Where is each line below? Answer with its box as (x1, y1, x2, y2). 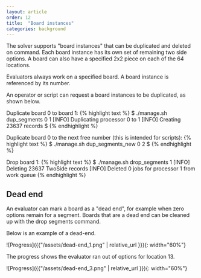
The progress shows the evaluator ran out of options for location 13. (6, 253, 175, 260)
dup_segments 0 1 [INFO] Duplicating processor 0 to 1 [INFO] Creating (6, 116, 181, 123)
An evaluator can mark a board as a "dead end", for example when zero (6, 205, 184, 212)
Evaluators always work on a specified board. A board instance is (6, 73, 169, 80)
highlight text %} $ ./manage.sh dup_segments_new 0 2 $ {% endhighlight (6, 140, 192, 148)
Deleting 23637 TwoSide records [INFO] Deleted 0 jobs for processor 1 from (6, 165, 196, 172)
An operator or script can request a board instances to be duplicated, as (6, 91, 186, 99)
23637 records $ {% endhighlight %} (6, 122, 98, 130)
